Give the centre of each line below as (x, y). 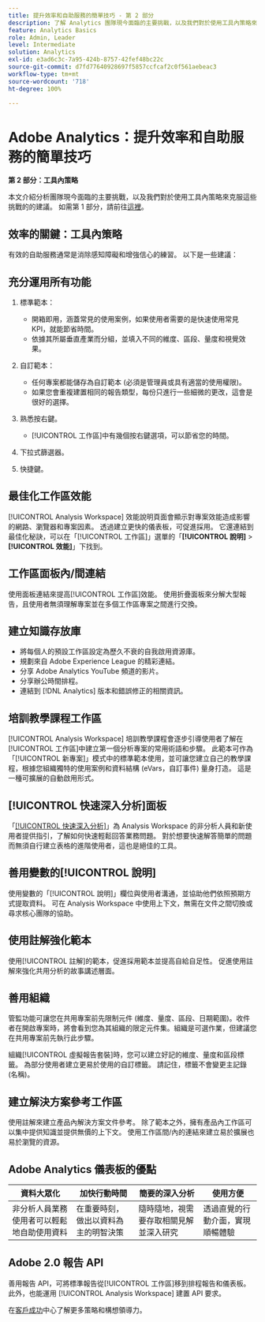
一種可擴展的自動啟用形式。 (53, 779)
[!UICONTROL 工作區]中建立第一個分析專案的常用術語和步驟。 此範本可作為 (131, 749)
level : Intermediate (42, 45)
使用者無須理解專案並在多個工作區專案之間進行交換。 (115, 603)
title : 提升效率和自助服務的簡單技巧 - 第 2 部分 (81, 15)
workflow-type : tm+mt (44, 74)
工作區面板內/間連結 (57, 574)
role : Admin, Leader (42, 37)
